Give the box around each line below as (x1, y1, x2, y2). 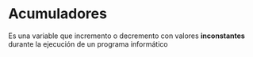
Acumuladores (8, 5, 107, 23)
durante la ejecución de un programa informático (8, 39, 168, 48)
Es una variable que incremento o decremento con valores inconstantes (8, 31, 246, 40)
